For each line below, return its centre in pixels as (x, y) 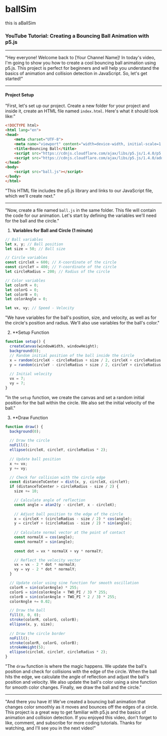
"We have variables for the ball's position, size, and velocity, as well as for (81, 317)
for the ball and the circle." (32, 220)
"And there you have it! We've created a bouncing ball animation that (75, 702)
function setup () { (25, 342)
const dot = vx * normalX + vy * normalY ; (59, 551)
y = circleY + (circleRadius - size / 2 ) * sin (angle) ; (73, 524)
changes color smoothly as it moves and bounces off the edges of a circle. (82, 707)
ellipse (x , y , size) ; (32, 625)
